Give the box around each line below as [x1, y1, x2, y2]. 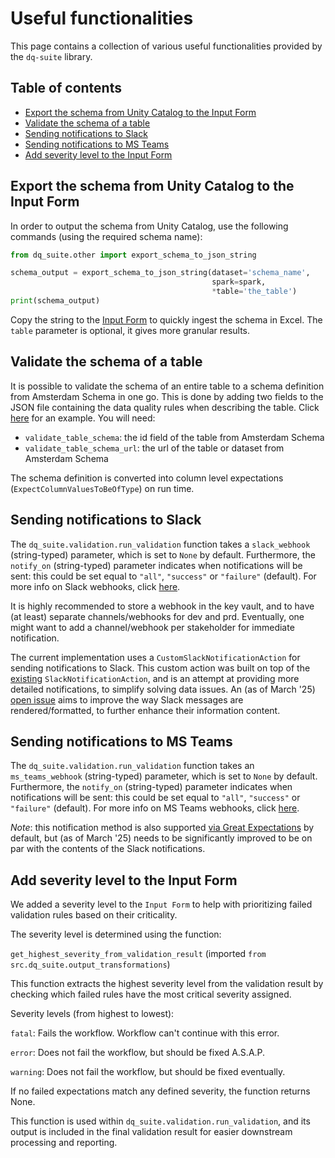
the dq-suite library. [10, 50, 93, 62]
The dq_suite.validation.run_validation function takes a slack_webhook [10, 538, 311, 550]
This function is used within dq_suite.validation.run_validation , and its [10, 1115, 311, 1127]
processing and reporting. [10, 1137, 118, 1149]
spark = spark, [211, 277, 267, 287]
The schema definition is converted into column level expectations [10, 472, 284, 484]
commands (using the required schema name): [10, 230, 203, 242]
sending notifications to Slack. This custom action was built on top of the [10, 662, 311, 674]
